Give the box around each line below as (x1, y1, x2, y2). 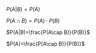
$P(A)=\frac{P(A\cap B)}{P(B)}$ (6, 40, 85, 47)
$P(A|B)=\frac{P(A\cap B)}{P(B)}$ (6, 29, 91, 36)
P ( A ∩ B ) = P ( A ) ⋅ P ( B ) (6, 17, 60, 24)
